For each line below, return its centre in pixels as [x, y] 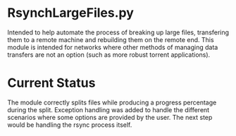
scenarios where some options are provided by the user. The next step [110, 117]
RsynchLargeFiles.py [70, 13]
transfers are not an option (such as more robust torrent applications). [109, 55]
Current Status [51, 83]
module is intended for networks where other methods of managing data [113, 47]
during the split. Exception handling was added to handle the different [108, 109]
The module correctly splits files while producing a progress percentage [112, 102]
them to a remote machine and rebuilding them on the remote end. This [111, 39]
